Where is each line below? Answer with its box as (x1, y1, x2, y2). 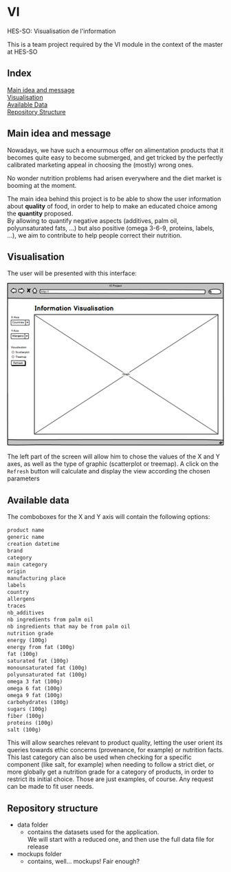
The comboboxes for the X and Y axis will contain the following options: (7, 513, 210, 521)
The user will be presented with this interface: (7, 269, 137, 277)
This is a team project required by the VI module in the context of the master (7, 40, 223, 48)
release (27, 842, 49, 851)
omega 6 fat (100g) (7, 685, 63, 692)
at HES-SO (7, 47, 38, 56)
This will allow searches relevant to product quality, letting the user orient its (7, 738, 223, 747)
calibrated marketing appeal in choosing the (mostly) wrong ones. (7, 160, 194, 169)
